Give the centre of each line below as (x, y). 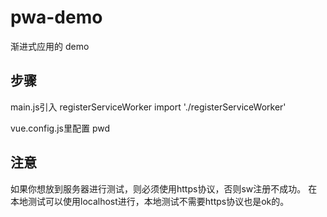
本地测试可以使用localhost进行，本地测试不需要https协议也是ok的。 (150, 201)
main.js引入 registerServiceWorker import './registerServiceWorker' (148, 107)
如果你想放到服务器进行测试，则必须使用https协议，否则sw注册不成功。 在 (164, 188)
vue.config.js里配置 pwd (60, 128)
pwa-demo (56, 17)
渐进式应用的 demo (50, 46)
